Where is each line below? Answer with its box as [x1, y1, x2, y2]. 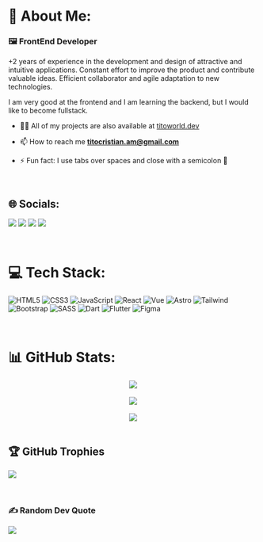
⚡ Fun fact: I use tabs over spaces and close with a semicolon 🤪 [19, 156, 228, 166]
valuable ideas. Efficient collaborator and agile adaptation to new [8, 74, 220, 83]
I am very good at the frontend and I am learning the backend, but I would [8, 97, 249, 107]
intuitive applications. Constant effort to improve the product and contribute [8, 65, 255, 74]
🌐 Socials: [8, 197, 60, 211]
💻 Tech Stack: [8, 264, 106, 282]
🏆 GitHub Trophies [8, 445, 105, 458]
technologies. [8, 82, 53, 92]
